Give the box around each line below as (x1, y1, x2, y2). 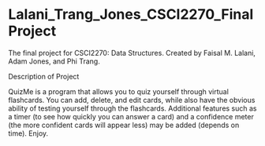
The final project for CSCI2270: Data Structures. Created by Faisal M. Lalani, (8, 48, 256, 57)
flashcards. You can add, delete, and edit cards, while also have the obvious (8, 95, 256, 104)
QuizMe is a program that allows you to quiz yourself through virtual (8, 86, 229, 96)
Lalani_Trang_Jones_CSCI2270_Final (8, 5, 254, 24)
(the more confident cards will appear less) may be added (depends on (8, 120, 240, 130)
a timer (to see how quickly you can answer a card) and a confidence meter (8, 111, 254, 121)
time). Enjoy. (8, 128, 49, 138)
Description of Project (8, 71, 80, 81)
